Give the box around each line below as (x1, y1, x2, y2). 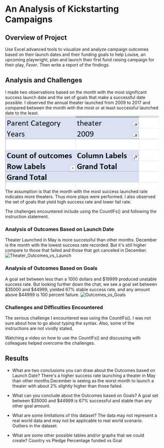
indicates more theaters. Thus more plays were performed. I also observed (5, 194, 156, 199)
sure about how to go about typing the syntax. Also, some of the (5, 320, 135, 326)
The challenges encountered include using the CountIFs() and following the (5, 208, 157, 214)
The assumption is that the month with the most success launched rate (5, 189, 148, 195)
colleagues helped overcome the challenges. (5, 340, 95, 346)
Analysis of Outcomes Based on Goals (5, 265, 98, 272)
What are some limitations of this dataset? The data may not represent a (12, 412, 157, 418)
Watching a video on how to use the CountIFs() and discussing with (5, 335, 141, 341)
